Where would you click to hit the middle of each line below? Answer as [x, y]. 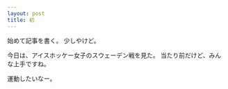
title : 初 [21, 20]
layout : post [26, 13]
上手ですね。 [31, 63]
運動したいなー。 [32, 78]
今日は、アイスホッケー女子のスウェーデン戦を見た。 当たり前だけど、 [108, 55]
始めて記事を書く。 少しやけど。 [54, 40]
